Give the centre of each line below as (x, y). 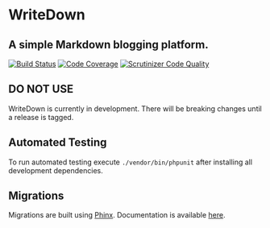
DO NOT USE (41, 89)
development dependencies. (56, 170)
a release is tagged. (41, 117)
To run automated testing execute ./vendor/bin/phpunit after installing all (130, 162)
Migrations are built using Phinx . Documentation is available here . (117, 215)
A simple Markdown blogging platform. (108, 45)
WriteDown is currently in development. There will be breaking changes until (135, 108)
